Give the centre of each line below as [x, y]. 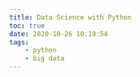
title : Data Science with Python [70, 17]
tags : [19, 42]
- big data [45, 58]
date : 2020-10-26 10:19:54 [59, 34]
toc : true [27, 26]
